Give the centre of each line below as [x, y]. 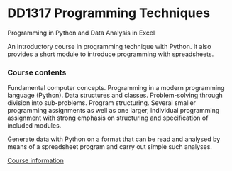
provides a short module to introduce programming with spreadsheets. [111, 54]
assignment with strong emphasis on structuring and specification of [108, 118]
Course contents [37, 72]
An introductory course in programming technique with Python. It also [109, 46]
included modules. [34, 126]
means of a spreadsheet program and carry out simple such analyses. [110, 147]
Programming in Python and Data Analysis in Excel [81, 33]
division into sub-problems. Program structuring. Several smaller [102, 103]
